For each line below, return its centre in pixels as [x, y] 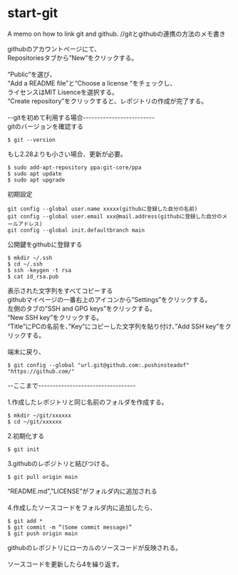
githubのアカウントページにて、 [54, 48]
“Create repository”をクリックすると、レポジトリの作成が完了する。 [108, 100]
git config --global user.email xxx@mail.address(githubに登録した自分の [115, 216]
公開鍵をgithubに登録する [45, 244]
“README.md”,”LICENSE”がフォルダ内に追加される [82, 491]
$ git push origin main [43, 533]
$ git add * [25, 521]
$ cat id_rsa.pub [33, 276]
